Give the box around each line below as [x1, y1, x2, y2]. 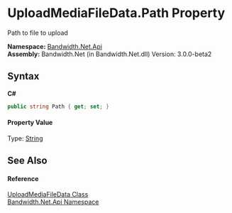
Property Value [7, 119, 53, 127]
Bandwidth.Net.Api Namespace [7, 197, 99, 207]
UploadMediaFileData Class [7, 190, 89, 199]
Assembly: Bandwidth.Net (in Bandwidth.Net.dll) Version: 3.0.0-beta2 [7, 50, 212, 58]
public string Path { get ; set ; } [7, 103, 110, 110]
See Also [7, 155, 48, 167]
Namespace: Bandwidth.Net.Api [7, 42, 103, 50]
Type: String [7, 133, 43, 143]
